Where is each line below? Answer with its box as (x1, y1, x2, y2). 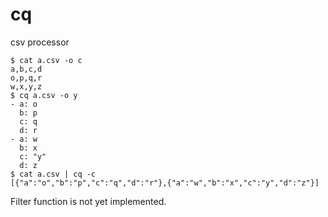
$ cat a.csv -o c (10, 55, 83, 65)
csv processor (10, 36, 70, 48)
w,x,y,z (10, 81, 43, 92)
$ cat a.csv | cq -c (10, 169, 97, 179)
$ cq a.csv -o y (10, 90, 78, 100)
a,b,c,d (10, 64, 43, 74)
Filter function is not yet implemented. (10, 195, 167, 207)
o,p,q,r (10, 73, 43, 83)
